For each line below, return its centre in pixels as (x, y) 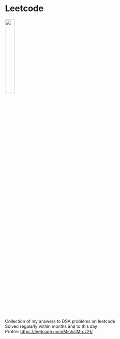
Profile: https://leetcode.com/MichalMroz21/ (49, 331)
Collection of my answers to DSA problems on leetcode (60, 321)
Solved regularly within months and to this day (51, 326)
